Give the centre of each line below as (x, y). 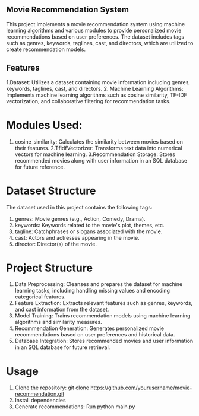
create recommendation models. (46, 49)
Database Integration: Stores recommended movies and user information (104, 341)
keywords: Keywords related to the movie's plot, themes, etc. (89, 225)
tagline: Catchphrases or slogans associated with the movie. (89, 231)
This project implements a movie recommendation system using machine (96, 24)
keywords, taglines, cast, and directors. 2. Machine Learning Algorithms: (95, 88)
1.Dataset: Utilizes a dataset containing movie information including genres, (98, 82)
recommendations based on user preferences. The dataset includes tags (95, 36)
